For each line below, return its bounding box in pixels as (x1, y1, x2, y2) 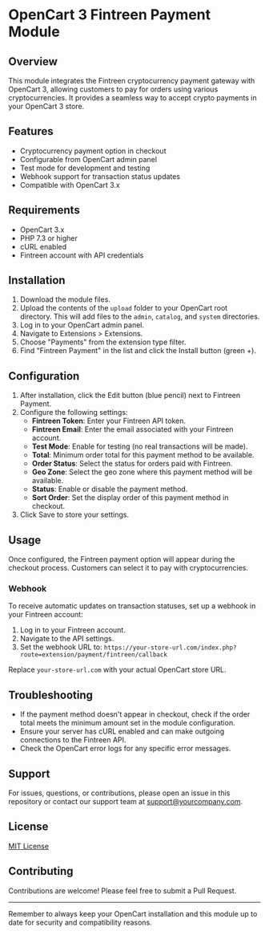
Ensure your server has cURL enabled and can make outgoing (19, 726, 225, 736)
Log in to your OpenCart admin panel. (19, 320, 145, 330)
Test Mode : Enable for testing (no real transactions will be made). (31, 441, 248, 451)
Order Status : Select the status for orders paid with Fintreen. (31, 459, 233, 469)
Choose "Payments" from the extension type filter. (19, 337, 187, 347)
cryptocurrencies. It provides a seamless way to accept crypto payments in (8, 93, 258, 102)
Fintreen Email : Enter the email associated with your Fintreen (31, 425, 234, 434)
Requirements (8, 203, 80, 217)
